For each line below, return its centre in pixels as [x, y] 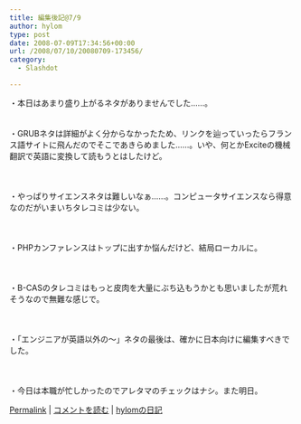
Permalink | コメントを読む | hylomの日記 [86, 410]
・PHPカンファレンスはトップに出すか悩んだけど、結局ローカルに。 [136, 247]
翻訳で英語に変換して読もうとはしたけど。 [88, 155]
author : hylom [36, 26]
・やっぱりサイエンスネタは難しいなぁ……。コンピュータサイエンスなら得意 [150, 196]
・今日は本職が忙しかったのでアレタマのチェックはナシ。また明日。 [136, 391]
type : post [30, 34]
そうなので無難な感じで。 [57, 298]
